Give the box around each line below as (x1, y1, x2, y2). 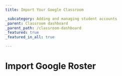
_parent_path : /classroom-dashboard (5, 25, 81, 30)
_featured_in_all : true (5, 35, 55, 40)
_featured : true (5, 30, 39, 35)
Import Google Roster (5, 61, 96, 72)
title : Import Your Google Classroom (5, 7, 84, 12)
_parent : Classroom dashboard (5, 21, 68, 26)
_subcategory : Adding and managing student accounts (5, 16, 117, 21)
